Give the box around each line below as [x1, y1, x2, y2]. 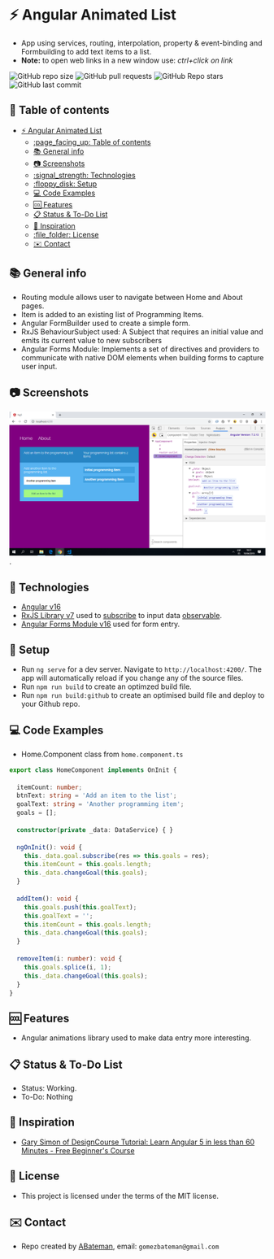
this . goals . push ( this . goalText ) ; [24, 903, 137, 911]
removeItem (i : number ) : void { [16, 955, 123, 963]
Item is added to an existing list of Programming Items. [20, 309, 204, 319]
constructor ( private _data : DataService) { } [16, 826, 174, 834]
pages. [20, 301, 45, 311]
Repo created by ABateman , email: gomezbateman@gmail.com [20, 1241, 220, 1251]
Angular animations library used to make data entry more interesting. [20, 1033, 251, 1043]
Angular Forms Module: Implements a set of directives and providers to [20, 344, 259, 354]
